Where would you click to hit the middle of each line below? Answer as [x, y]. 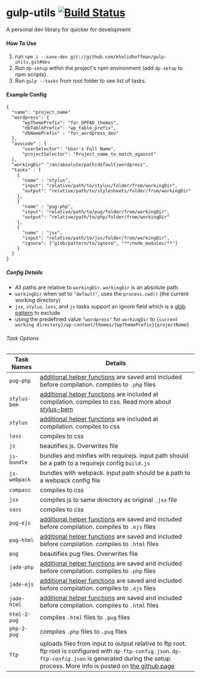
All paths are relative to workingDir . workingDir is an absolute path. [97, 287]
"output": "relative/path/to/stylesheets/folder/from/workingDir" [106, 191]
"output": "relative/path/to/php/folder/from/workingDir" [96, 217]
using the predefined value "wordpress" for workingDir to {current [96, 319]
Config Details [25, 272]
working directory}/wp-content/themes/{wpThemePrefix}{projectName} [102, 325]
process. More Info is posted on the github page [107, 666]
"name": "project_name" [41, 113]
